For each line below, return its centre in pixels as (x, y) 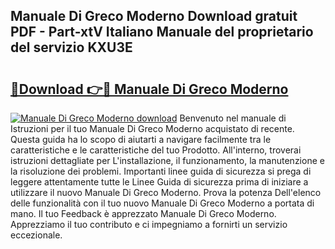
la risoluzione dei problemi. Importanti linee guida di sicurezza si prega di (161, 171)
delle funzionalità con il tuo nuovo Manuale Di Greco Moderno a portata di (162, 203)
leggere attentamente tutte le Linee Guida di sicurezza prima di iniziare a (159, 182)
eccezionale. (36, 235)
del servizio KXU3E (71, 47)
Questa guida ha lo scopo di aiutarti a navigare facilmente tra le (141, 139)
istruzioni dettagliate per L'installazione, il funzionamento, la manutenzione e (167, 160)
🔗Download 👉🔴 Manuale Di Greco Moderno (149, 89)
